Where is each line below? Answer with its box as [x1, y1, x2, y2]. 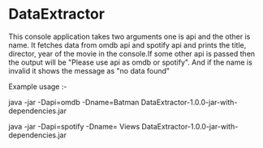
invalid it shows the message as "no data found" [8, 66, 170, 75]
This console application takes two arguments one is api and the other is [8, 32, 251, 41]
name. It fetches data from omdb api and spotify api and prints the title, [8, 40, 247, 49]
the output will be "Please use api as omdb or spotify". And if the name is [8, 57, 253, 67]
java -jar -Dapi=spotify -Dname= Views [8, 121, 140, 131]
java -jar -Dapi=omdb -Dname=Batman [8, 97, 140, 107]
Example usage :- [8, 82, 67, 91]
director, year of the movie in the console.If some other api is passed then [8, 49, 256, 58]
